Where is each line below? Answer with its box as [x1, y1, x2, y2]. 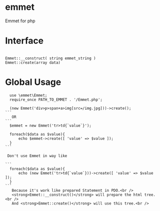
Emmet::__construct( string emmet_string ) [5, 56, 96, 61]
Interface [5, 35, 43, 46]
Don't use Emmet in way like [7, 153, 68, 158]
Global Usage [5, 77, 61, 88]
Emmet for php [5, 18, 36, 24]
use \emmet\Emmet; [9, 93, 48, 98]
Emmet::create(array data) [5, 60, 61, 65]
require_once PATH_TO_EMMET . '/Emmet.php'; [9, 97, 103, 102]
